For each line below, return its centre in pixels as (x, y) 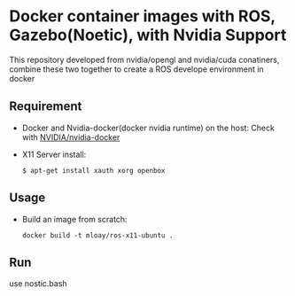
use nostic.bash (39, 284)
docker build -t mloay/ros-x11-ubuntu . (97, 235)
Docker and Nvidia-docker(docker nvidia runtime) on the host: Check (148, 128)
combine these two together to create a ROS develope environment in (136, 69)
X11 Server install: (54, 154)
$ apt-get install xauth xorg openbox (93, 170)
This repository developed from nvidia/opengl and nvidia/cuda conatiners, (144, 59)
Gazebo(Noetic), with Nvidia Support (148, 35)
